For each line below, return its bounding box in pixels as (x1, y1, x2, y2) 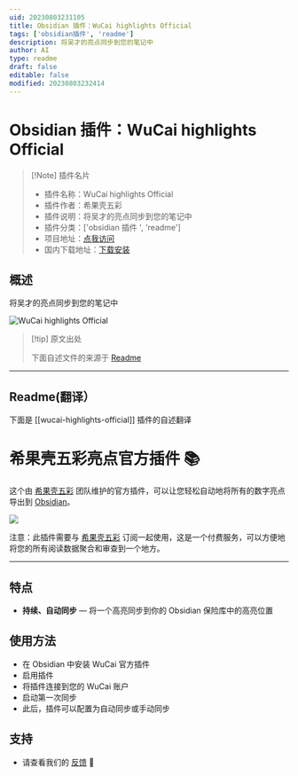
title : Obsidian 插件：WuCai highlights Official (9, 21, 192, 30)
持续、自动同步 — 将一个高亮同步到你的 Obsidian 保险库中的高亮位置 (21, 605, 273, 615)
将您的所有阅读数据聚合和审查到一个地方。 (9, 543, 165, 554)
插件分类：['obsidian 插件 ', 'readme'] (43, 222, 182, 232)
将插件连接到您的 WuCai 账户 (21, 680, 129, 692)
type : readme (9, 54, 58, 63)
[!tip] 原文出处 (30, 333, 82, 344)
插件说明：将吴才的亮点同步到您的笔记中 (43, 210, 192, 222)
